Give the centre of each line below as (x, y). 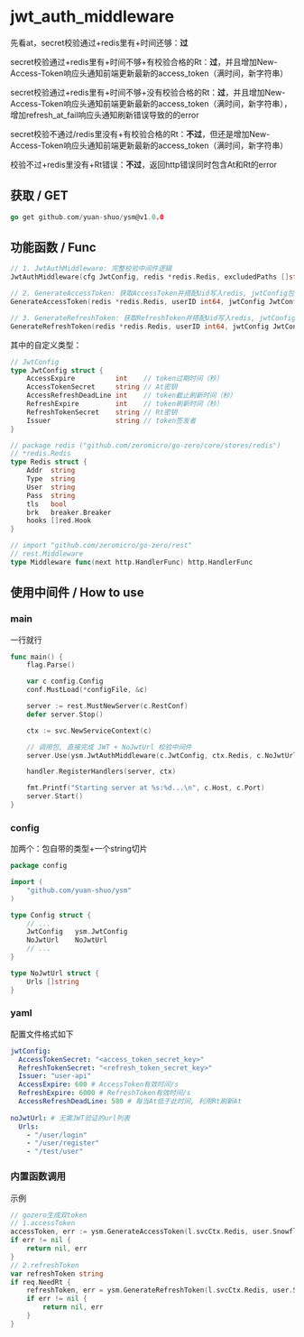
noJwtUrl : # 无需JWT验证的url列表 (70, 1118)
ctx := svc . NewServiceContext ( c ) (89, 731)
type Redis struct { (49, 462)
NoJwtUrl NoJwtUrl (67, 940)
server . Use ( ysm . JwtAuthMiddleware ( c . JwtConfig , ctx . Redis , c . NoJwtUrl (162, 755)
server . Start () (55, 797)
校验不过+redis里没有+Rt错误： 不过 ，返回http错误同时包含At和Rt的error (144, 164)
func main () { (37, 657)
